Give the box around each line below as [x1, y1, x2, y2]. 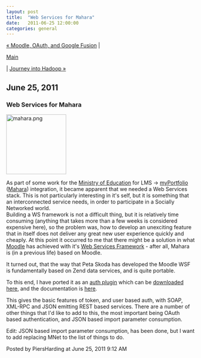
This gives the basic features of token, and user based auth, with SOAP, [6, 296, 183, 304]
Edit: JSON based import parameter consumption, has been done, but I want [6, 327, 195, 334]
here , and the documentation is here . [6, 285, 98, 292]
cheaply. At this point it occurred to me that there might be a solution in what [6, 236, 195, 243]
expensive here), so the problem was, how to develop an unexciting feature [6, 223, 192, 230]
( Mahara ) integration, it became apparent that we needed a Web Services [6, 185, 187, 192]
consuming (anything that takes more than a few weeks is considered [6, 217, 178, 224]
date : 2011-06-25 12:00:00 [6, 20, 79, 26]
